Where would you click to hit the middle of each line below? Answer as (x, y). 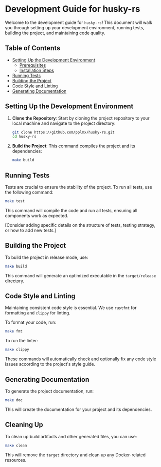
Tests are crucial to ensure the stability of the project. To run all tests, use (79, 187)
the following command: (29, 192)
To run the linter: (21, 341)
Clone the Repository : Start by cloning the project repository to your (81, 118)
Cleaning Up (24, 425)
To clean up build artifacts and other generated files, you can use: (71, 436)
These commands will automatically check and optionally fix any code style (81, 359)
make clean (16, 445)
